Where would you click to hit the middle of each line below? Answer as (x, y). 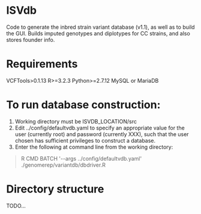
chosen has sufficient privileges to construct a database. (85, 140)
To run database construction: (83, 105)
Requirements (42, 64)
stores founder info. (31, 40)
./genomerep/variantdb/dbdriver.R (63, 165)
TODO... (16, 206)
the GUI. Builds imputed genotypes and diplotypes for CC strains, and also (98, 33)
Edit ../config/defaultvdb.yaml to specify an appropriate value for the (100, 128)
